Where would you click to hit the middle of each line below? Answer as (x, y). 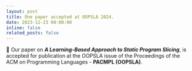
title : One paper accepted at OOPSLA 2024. (60, 17)
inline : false (23, 28)
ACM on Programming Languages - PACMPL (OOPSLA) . (74, 62)
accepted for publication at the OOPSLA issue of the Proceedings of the (93, 56)
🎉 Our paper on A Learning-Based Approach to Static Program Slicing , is (96, 49)
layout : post (22, 11)
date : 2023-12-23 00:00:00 (39, 22)
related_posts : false (33, 33)
